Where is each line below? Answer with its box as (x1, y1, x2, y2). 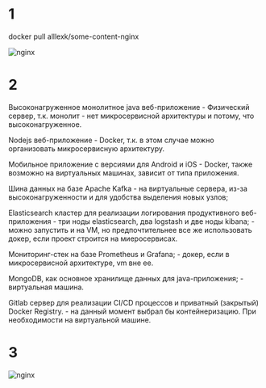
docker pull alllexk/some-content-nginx (8, 32, 139, 41)
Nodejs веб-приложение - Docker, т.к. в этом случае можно (8, 135, 215, 145)
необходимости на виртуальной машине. (8, 314, 152, 324)
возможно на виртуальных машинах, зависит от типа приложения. (8, 167, 239, 178)
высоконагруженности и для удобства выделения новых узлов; (8, 192, 228, 202)
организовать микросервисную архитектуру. (8, 143, 165, 154)
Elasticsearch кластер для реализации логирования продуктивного (8, 208, 240, 217)
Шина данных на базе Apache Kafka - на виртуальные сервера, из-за (8, 183, 248, 193)
